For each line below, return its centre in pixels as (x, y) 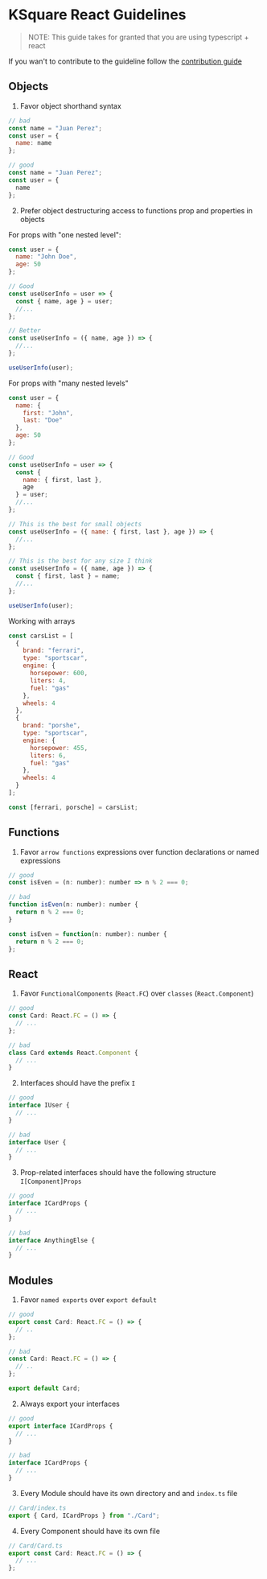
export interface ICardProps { (61, 1426)
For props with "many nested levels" (68, 383)
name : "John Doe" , (47, 257)
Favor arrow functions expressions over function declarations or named (140, 851)
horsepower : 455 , (59, 748)
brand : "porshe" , (52, 726)
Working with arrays (42, 620)
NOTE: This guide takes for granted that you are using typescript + (138, 37)
